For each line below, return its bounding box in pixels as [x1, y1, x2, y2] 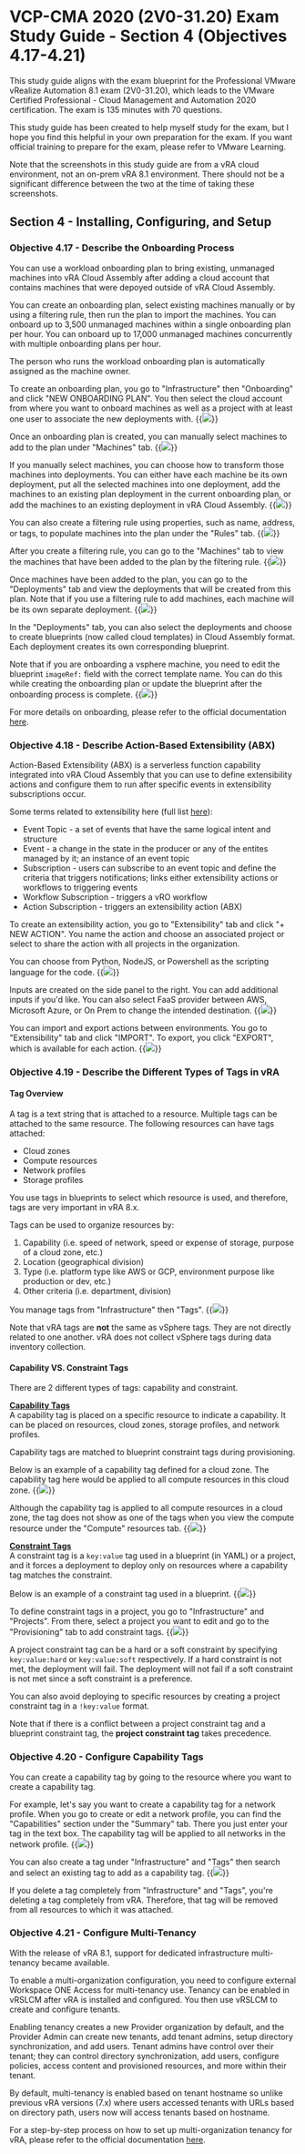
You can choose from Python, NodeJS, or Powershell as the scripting [9, 955, 269, 966]
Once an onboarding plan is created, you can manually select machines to [9, 431, 288, 442]
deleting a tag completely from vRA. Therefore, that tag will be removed [9, 1894, 279, 1905]
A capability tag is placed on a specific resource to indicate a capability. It [9, 1410, 287, 1421]
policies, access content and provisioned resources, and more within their [9, 2060, 287, 2071]
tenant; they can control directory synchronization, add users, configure [9, 2050, 280, 2061]
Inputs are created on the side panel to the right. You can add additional [9, 984, 279, 995]
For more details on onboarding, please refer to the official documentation [9, 706, 287, 717]
